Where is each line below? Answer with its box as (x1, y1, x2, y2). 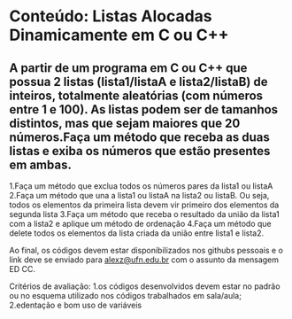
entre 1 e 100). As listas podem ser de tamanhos (9, 102, 279, 117)
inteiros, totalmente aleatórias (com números (9, 88, 264, 103)
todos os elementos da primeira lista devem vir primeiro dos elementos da (9, 199, 280, 210)
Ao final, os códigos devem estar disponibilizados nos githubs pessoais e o (9, 245, 283, 255)
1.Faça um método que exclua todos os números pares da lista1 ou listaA (9, 181, 273, 191)
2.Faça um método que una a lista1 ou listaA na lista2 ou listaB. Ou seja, (9, 191, 270, 200)
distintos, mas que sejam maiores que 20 (9, 115, 241, 130)
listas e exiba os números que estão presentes (9, 144, 271, 159)
